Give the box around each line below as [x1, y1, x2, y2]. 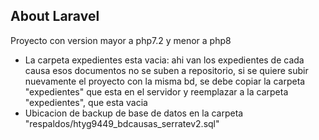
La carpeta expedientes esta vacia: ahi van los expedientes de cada [24, 54, 305, 66]
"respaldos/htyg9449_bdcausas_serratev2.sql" [24, 117, 220, 129]
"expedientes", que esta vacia [24, 96, 148, 108]
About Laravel [10, 8, 100, 25]
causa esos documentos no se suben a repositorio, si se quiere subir [24, 64, 309, 76]
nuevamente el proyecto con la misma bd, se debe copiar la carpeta [24, 75, 306, 87]
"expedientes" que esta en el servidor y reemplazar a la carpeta [24, 85, 289, 98]
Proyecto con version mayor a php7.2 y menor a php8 [10, 34, 232, 46]
